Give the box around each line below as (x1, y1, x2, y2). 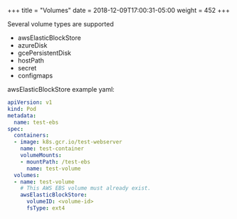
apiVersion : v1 (7, 99, 53, 106)
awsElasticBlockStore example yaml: (7, 85, 115, 93)
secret (17, 64, 37, 72)
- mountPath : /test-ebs (20, 158, 91, 166)
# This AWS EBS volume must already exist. (20, 185, 152, 192)
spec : (7, 125, 23, 132)
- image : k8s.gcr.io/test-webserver (14, 139, 122, 146)
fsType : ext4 (26, 205, 65, 212)
